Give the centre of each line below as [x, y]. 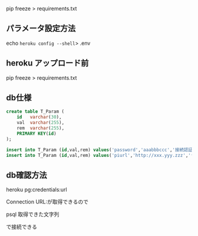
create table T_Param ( [35, 112]
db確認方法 [27, 175]
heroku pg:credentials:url [37, 190]
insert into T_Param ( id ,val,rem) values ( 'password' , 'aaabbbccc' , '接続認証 [99, 150]
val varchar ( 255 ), [41, 123]
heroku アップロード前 [47, 63]
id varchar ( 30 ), [39, 117]
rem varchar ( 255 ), [41, 128]
